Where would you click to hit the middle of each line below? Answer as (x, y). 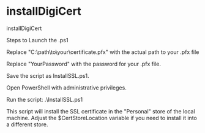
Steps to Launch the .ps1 (37, 40)
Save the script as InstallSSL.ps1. (48, 75)
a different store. (27, 124)
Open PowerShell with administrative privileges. (66, 88)
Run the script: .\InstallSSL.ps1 (45, 99)
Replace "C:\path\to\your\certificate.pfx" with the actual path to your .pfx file (103, 52)
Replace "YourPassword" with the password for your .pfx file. (84, 64)
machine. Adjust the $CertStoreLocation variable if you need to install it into (102, 118)
